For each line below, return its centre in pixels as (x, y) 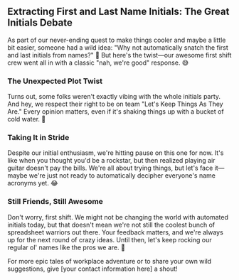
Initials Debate (40, 23)
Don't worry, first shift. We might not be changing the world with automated (118, 217)
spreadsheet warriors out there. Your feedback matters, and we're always (116, 232)
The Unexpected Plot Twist (55, 81)
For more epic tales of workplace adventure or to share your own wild (110, 261)
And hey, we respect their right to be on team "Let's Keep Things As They (115, 104)
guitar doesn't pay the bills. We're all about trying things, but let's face (110, 168)
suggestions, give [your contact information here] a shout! (92, 269)
